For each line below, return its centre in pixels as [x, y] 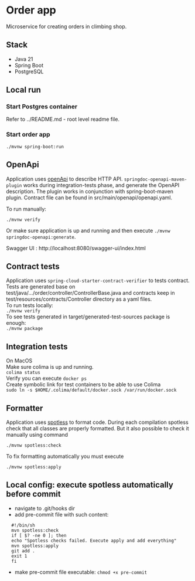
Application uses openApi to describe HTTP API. [64, 179]
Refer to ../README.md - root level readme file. [63, 119]
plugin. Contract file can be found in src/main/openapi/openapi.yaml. [89, 198]
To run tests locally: [30, 305]
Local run [23, 90]
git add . [23, 551]
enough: [16, 323]
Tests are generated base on [41, 287]
